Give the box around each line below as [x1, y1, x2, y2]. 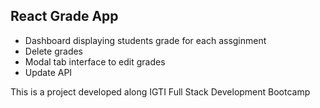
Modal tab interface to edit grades [24, 55, 166, 68]
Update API [24, 66, 73, 78]
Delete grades [24, 45, 83, 57]
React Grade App [10, 8, 119, 25]
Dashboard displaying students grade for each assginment [24, 34, 267, 46]
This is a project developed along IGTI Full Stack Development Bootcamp [10, 85, 311, 98]
